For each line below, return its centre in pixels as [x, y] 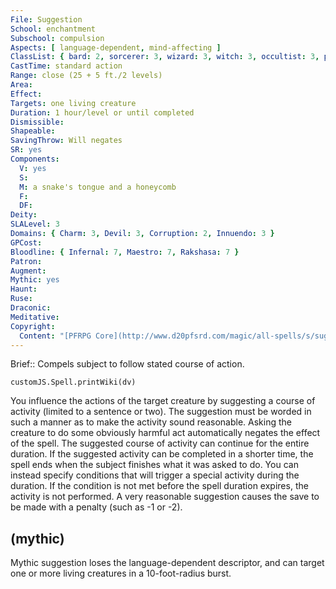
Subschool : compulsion [57, 38]
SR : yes [26, 150]
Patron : [26, 261]
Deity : [24, 215]
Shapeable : [33, 131]
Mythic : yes [35, 280]
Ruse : [21, 299]
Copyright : [33, 326]
